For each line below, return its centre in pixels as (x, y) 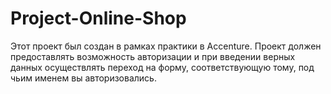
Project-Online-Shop (98, 18)
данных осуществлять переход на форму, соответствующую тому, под (162, 67)
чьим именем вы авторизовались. (83, 78)
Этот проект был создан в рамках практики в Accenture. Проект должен (166, 46)
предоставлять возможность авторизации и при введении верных (153, 56)
